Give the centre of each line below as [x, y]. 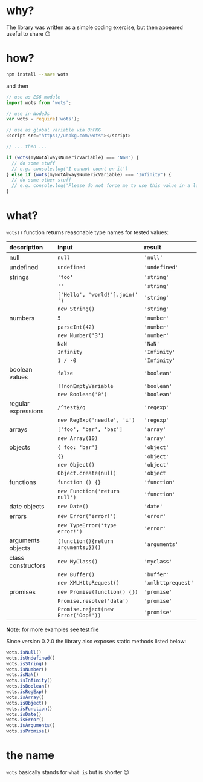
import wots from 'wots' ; [39, 103]
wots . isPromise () [28, 731]
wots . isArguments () [31, 726]
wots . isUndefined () [31, 658]
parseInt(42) [76, 327]
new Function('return [88, 491]
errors [18, 516]
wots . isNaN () [23, 675]
